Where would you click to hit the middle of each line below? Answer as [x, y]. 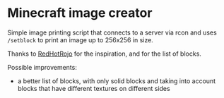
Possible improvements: [42, 67]
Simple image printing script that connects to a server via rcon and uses [112, 32]
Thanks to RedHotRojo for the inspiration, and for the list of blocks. [104, 54]
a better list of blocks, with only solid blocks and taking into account [117, 81]
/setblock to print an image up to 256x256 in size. [80, 39]
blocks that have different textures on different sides [94, 88]
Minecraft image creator [80, 13]
